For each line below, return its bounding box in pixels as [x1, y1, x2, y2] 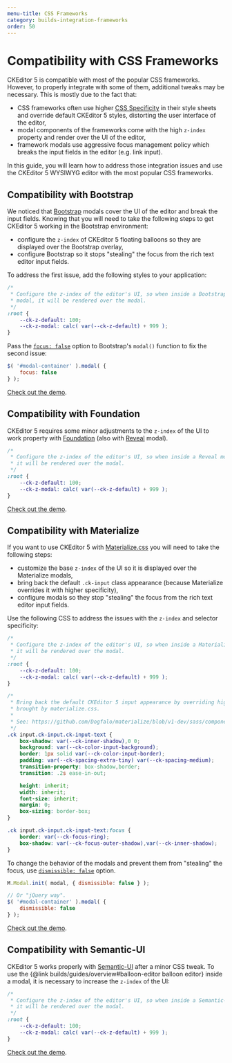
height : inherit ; [19, 782, 70, 789]
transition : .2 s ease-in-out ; [19, 769, 107, 776]
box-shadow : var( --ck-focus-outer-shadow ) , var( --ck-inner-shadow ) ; [19, 839, 217, 847]
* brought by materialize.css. [10, 706, 100, 713]
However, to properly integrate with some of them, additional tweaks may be [7, 83, 224, 91]
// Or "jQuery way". [7, 892, 67, 899]
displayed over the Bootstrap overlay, [17, 243, 124, 251]
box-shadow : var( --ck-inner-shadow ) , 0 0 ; [19, 738, 140, 744]
